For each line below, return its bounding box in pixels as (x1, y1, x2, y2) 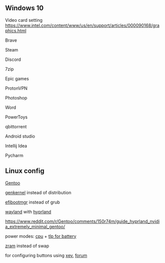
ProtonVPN (5, 85, 28, 91)
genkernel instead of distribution (5, 189, 72, 195)
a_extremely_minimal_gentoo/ (5, 223, 65, 229)
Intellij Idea (5, 143, 27, 149)
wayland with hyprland (5, 209, 51, 214)
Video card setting (5, 17, 43, 23)
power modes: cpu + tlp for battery (5, 233, 77, 239)
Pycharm (5, 152, 24, 158)
